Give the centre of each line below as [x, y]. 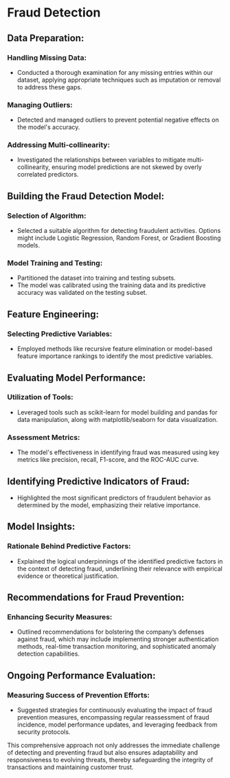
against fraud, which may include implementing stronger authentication [118, 639]
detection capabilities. [48, 654]
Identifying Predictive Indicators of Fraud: [99, 481]
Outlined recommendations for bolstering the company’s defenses [111, 632]
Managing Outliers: [40, 104]
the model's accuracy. [48, 127]
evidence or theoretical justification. [68, 576]
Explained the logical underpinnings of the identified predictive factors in [120, 561]
